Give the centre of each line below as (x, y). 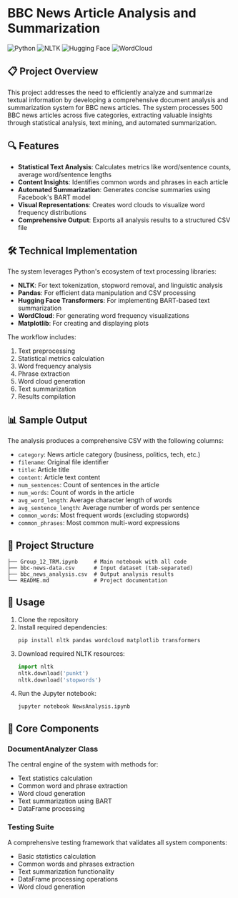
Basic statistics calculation (57, 857)
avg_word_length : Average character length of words (95, 500)
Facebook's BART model (54, 197)
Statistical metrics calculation (61, 359)
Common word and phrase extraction (73, 786)
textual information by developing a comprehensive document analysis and (118, 100)
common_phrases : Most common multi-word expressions (99, 523)
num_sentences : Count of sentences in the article (88, 485)
